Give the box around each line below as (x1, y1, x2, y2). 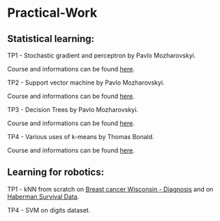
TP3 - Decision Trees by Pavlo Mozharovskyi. (7, 106, 138, 113)
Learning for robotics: (7, 166, 105, 178)
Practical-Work (7, 5, 98, 21)
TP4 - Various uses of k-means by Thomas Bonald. (7, 133, 155, 141)
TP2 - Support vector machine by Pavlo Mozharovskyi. (7, 78, 166, 87)
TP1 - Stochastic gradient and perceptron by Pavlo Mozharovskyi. (7, 51, 196, 59)
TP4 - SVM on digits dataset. (7, 206, 91, 214)
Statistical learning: (7, 33, 95, 45)
